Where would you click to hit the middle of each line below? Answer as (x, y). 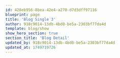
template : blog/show (27, 29)
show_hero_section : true (32, 33)
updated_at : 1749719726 (31, 47)
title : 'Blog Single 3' (31, 19)
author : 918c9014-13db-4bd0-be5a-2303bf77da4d (56, 24)
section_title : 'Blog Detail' (38, 38)
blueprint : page (22, 15)
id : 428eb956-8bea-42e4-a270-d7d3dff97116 (51, 10)
